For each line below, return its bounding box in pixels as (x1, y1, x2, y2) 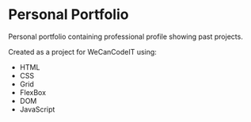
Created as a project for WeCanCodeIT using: (8, 47, 157, 56)
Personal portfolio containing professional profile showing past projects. (8, 32, 243, 41)
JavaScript (19, 105, 55, 114)
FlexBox (19, 87, 46, 97)
